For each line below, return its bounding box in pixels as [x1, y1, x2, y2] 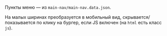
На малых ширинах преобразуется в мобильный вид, [5, 14, 122, 20]
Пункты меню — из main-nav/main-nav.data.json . [5, 5, 111, 10]
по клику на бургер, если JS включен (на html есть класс [36, 20, 162, 25]
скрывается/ [122, 14, 150, 20]
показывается [5, 20, 36, 25]
